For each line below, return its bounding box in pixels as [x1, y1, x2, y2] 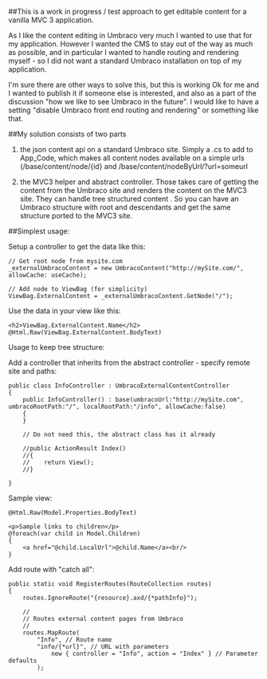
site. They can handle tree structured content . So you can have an [19, 194, 239, 203]
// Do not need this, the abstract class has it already [22, 430, 216, 438]
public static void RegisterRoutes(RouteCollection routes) [8, 580, 213, 588]
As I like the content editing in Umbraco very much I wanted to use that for [8, 31, 253, 40]
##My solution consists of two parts [8, 129, 127, 139]
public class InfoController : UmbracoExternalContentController [8, 382, 230, 390]
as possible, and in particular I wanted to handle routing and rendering [8, 48, 239, 57]
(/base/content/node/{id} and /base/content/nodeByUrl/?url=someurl [19, 162, 249, 171]
